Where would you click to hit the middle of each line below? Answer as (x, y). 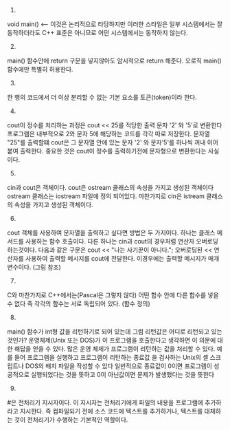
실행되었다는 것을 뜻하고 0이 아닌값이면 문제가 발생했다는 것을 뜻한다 (123, 375)
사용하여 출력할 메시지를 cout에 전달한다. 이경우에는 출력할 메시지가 (116, 258)
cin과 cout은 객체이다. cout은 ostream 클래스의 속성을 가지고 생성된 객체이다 (111, 187)
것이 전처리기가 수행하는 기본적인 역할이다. (71, 420)
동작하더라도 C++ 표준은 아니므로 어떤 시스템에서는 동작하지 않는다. (97, 33)
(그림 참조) (47, 267)
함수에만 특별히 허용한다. (40, 69)
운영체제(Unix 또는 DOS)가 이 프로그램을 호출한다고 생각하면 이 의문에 (122, 340)
